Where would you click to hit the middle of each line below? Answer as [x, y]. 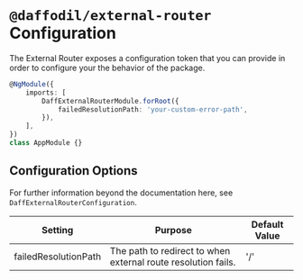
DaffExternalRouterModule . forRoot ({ [110, 101]
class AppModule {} [46, 143]
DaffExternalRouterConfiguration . [73, 202]
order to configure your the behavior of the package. [107, 68]
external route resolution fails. [173, 262]
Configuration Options [73, 171]
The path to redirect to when [170, 250]
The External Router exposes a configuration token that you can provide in [147, 58]
